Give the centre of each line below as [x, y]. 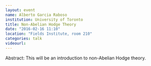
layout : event [20, 10]
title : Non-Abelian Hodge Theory [41, 24]
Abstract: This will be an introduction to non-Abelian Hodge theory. [76, 58]
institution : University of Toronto [44, 19]
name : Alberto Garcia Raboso [36, 15]
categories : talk [24, 39]
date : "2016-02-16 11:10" [33, 29]
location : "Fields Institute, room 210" [49, 34]
